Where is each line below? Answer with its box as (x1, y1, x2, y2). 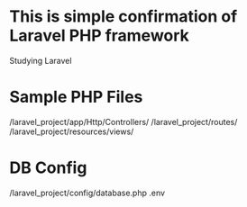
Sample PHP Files (9, 87, 143, 107)
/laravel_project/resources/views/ (9, 126, 134, 137)
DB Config (9, 157, 87, 178)
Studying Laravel (9, 55, 72, 66)
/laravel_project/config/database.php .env (9, 187, 165, 198)
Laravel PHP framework (9, 25, 189, 46)
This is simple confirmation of (9, 6, 238, 27)
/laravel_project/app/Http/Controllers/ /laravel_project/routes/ (9, 116, 238, 127)
